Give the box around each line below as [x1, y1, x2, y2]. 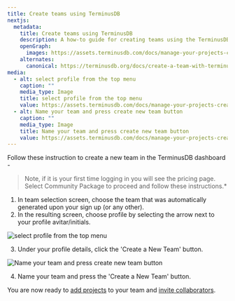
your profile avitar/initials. [17, 218, 91, 227]
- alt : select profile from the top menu [13, 75, 136, 83]
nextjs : [7, 17, 30, 24]
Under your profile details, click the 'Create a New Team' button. [17, 245, 204, 253]
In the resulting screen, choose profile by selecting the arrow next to [17, 210, 215, 219]
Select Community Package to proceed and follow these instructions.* [24, 182, 227, 190]
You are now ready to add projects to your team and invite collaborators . [7, 286, 216, 295]
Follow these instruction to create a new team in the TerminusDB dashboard [7, 154, 226, 162]
